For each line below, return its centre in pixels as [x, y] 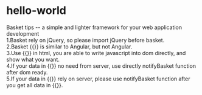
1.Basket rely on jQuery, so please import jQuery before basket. [85, 40]
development [23, 33]
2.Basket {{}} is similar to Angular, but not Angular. [69, 47]
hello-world [37, 11]
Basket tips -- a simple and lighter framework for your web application [94, 27]
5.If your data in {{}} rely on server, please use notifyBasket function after [98, 79]
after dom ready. [27, 72]
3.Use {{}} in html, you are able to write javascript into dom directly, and [96, 53]
